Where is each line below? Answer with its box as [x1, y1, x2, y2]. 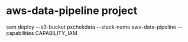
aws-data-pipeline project [6, 4, 138, 17]
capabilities [6, 29, 34, 36]
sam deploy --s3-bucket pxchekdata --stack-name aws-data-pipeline [6, 23, 176, 30]
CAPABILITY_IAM [35, 29, 78, 36]
